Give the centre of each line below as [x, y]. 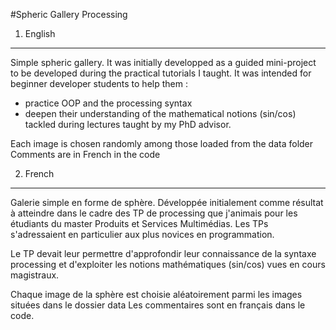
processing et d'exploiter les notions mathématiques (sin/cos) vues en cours [168, 264]
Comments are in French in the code [85, 154]
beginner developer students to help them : [99, 83]
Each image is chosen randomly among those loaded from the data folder [162, 143]
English [40, 33]
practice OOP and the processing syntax [108, 103]
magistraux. [35, 275]
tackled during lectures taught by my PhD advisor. [128, 124]
